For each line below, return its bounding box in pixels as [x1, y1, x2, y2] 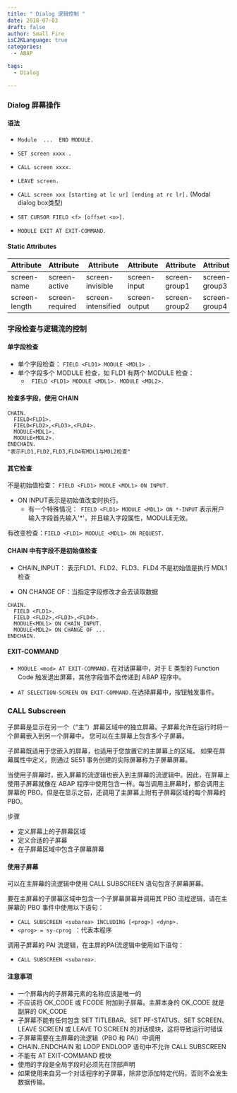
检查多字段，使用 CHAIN [7, 393, 79, 402]
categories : [7, 43, 42, 50]
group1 [165, 281, 190, 291]
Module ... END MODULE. [17, 136, 94, 144]
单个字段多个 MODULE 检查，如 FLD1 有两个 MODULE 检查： [17, 369, 195, 377]
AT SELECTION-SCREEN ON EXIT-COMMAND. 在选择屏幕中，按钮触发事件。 [17, 688, 219, 696]
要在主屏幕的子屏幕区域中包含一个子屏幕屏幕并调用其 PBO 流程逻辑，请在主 [7, 894, 228, 903]
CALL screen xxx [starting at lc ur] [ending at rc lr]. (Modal [17, 190, 211, 198]
